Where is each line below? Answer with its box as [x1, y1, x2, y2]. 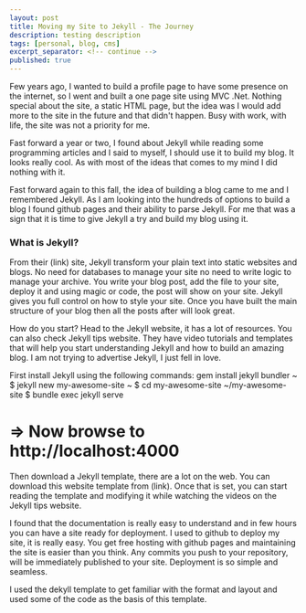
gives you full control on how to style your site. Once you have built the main [9, 296, 298, 307]
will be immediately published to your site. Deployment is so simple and [9, 556, 279, 567]
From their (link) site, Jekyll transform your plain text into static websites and [9, 257, 298, 268]
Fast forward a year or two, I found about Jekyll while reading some [9, 138, 264, 148]
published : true [9, 56, 71, 65]
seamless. [9, 566, 48, 577]
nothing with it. [9, 166, 66, 177]
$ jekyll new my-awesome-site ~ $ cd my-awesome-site [9, 380, 222, 391]
